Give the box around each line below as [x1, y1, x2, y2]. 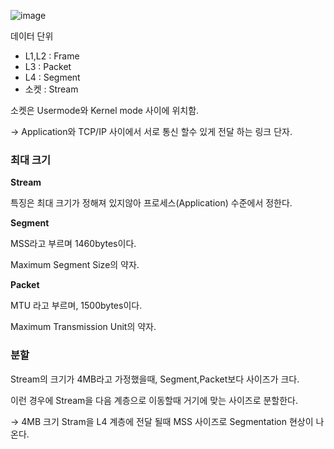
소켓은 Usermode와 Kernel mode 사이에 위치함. [10, 105, 200, 116]
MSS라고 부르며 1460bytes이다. [10, 238, 137, 250]
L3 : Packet [24, 61, 72, 72]
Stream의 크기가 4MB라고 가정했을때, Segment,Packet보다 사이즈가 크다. [10, 373, 300, 385]
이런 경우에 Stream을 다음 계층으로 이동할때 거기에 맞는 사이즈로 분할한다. [10, 394, 299, 406]
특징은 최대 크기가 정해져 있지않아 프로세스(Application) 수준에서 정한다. [10, 197, 293, 209]
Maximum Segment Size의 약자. [10, 259, 140, 271]
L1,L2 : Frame [24, 50, 80, 62]
